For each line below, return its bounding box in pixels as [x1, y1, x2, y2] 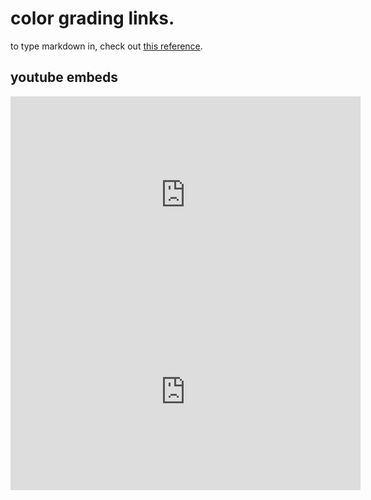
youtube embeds [10, 69, 119, 86]
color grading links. [10, 7, 175, 30]
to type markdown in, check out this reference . [10, 40, 203, 52]
